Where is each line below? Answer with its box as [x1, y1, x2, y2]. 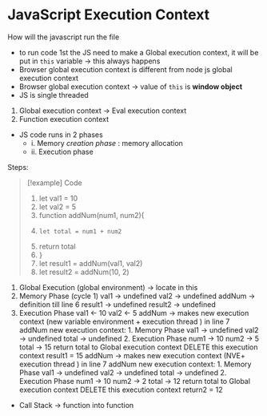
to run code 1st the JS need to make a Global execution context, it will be [18, 47, 259, 57]
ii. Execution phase [30, 147, 94, 156]
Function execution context [18, 114, 110, 123]
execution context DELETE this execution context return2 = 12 [18, 385, 223, 394]
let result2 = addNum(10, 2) [38, 267, 130, 277]
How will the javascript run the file [7, 32, 120, 42]
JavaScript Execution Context [7, 6, 210, 24]
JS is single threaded [18, 90, 89, 99]
